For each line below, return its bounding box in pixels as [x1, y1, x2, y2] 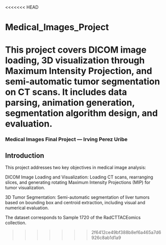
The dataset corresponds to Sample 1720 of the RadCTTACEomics [5, 215, 141, 221]
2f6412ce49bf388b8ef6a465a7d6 [91, 230, 162, 236]
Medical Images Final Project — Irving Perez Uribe [5, 136, 128, 143]
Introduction [5, 151, 45, 160]
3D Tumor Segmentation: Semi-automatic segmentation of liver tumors [5, 194, 150, 200]
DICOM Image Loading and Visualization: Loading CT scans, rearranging [5, 174, 154, 180]
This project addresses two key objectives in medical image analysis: [5, 164, 146, 170]
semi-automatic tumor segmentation [5, 76, 160, 87]
